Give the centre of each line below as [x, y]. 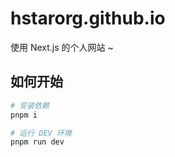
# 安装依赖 [30, 105]
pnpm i [24, 115]
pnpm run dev [37, 142]
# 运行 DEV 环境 [41, 133]
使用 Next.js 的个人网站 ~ [62, 47]
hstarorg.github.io [88, 18]
